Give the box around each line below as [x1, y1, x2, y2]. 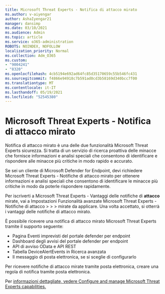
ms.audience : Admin [5, 30, 45, 35]
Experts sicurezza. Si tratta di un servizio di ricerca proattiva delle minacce [5, 147, 157, 153]
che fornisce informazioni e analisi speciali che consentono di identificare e [5, 153, 158, 159]
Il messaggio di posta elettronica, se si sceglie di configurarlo [12, 254, 137, 260]
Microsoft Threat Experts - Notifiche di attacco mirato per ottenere [5, 173, 140, 179]
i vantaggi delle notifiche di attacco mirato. [5, 209, 92, 215]
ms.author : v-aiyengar [5, 12, 52, 17]
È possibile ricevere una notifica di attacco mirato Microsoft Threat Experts [5, 218, 157, 224]
